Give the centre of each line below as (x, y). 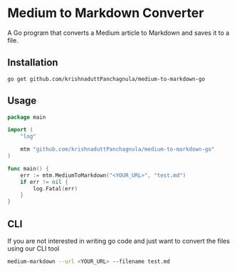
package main (27, 117)
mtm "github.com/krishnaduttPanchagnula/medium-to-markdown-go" (117, 149)
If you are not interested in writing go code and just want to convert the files (118, 241)
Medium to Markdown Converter (106, 13)
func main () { (28, 168)
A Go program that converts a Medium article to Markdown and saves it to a (118, 33)
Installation (33, 63)
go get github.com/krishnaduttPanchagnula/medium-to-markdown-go (106, 79)
